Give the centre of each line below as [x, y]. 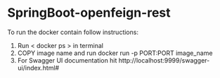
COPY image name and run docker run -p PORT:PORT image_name [115, 53]
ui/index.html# [38, 68]
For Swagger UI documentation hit [67, 60]
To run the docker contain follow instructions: [73, 32]
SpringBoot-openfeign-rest [89, 13]
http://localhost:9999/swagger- [164, 60]
